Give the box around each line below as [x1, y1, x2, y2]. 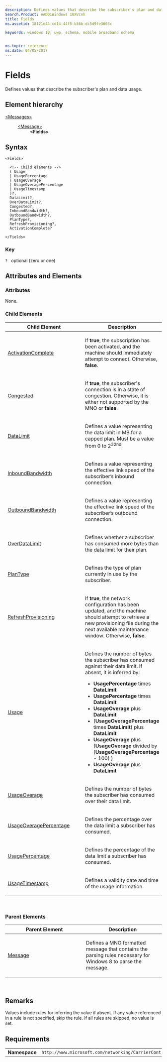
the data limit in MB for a [84, 429, 142, 436]
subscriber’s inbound [84, 473, 134, 480]
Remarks [5, 996, 34, 1005]
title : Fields [5, 16, 35, 21]
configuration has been [84, 601, 139, 608]
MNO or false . [84, 404, 118, 411]
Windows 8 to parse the [86, 958, 142, 965]
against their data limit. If [84, 663, 143, 670]
